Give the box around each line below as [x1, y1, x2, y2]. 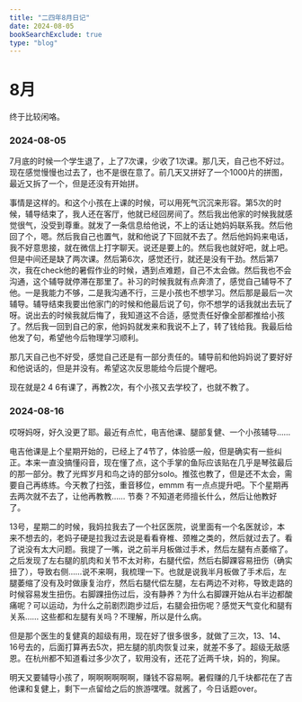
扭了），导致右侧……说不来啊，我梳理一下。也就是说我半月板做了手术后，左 [9, 566, 288, 577]
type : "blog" [9, 38, 58, 48]
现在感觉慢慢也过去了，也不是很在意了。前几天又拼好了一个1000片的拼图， [9, 167, 288, 178]
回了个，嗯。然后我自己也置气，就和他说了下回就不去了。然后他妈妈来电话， [9, 231, 293, 242]
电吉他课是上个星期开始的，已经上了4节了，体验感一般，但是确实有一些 [9, 445, 275, 456]
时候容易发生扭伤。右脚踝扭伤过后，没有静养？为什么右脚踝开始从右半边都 [9, 589, 285, 599]
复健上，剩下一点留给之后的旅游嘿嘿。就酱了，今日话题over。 [32, 683, 262, 694]
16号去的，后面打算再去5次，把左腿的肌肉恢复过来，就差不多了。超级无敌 [9, 641, 282, 652]
